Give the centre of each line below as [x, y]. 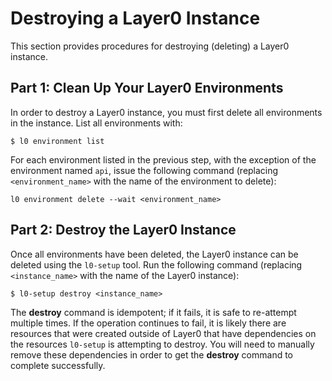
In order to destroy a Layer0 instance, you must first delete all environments [166, 112]
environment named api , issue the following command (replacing [144, 170]
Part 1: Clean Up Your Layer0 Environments [147, 88]
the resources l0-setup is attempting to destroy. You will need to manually [162, 344]
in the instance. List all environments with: [96, 123]
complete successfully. [58, 365]
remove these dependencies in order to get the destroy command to [151, 354]
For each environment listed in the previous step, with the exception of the [163, 159]
